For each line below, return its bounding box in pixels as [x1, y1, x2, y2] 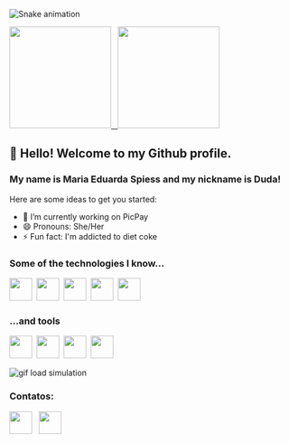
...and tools [9, 315, 61, 327]
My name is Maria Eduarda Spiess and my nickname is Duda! [9, 173, 282, 185]
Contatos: [9, 390, 54, 402]
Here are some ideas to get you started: [9, 193, 158, 204]
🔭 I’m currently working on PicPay [22, 211, 149, 221]
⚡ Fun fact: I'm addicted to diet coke [22, 231, 158, 241]
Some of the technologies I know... [9, 257, 165, 269]
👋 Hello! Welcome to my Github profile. [9, 146, 232, 162]
